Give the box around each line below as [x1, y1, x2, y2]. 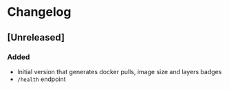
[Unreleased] [7, 32, 65, 43]
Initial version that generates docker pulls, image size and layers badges [17, 67, 222, 76]
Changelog [7, 4, 72, 20]
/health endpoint [17, 75, 67, 83]
